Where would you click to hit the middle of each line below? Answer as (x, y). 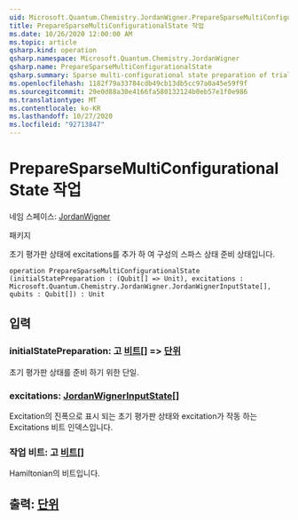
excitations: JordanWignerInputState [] (94, 396)
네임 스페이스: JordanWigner (60, 216)
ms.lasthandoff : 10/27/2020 (61, 116)
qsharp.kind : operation (53, 51)
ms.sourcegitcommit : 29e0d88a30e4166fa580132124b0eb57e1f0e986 (129, 91)
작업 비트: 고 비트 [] (47, 452)
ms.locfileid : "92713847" (57, 125)
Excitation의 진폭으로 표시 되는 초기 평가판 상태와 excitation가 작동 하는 (133, 416)
